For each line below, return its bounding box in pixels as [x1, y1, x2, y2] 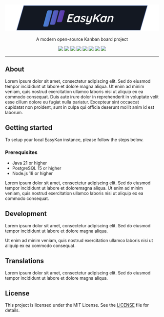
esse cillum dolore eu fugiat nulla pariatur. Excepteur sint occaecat [5, 99, 139, 105]
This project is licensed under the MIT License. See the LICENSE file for [5, 302, 149, 308]
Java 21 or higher [12, 160, 47, 166]
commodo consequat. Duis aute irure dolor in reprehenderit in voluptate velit [5, 94, 159, 99]
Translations [5, 257, 44, 265]
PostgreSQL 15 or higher [12, 165, 61, 171]
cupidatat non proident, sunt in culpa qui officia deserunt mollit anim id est [5, 104, 155, 110]
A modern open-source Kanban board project [36, 36, 128, 42]
